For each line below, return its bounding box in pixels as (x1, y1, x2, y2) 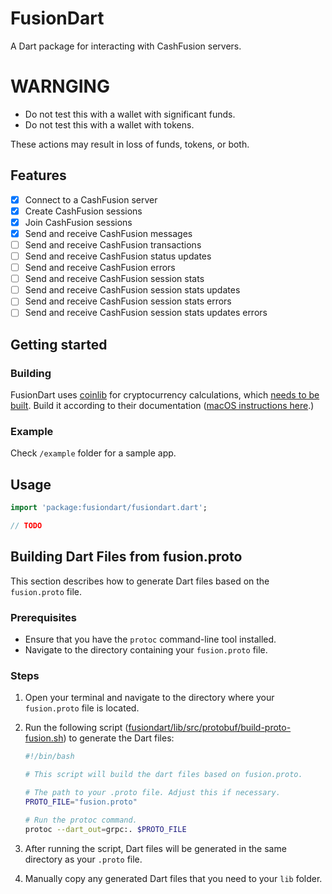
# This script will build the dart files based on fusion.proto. (24, 770, 303, 780)
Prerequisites (10, 610, 77, 624)
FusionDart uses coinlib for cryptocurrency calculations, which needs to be (10, 389, 320, 401)
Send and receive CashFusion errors (24, 262, 176, 274)
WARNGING (10, 75, 110, 98)
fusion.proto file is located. (24, 702, 140, 714)
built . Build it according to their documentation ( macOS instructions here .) (10, 400, 315, 412)
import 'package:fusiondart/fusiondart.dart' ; (10, 503, 208, 513)
